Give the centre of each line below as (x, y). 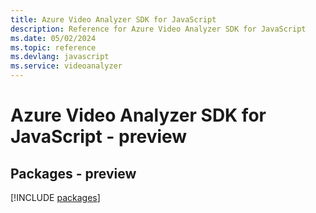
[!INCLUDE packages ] (55, 197)
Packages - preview (73, 173)
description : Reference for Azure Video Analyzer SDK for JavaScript (158, 29)
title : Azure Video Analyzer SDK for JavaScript (113, 19)
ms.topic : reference (53, 47)
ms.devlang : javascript (60, 57)
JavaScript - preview (99, 137)
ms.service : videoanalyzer (66, 66)
